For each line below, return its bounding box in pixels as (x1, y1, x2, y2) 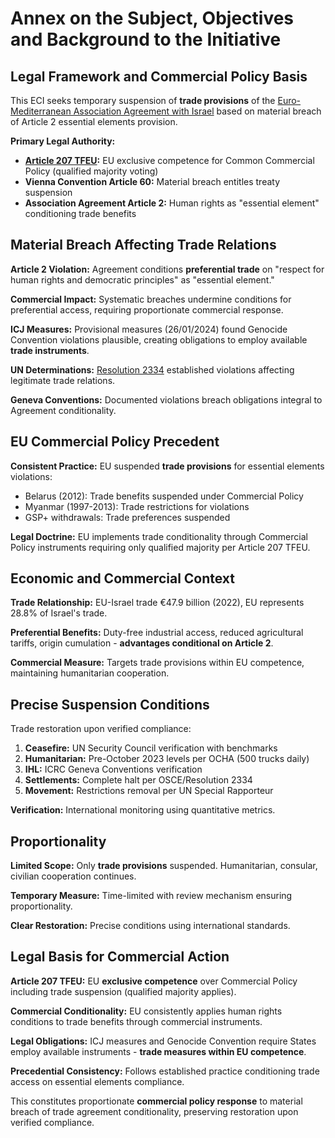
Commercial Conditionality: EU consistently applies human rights (10, 1005, 283, 1017)
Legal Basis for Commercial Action (10, 948, 230, 966)
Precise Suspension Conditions (10, 696, 210, 713)
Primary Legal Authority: (10, 135, 116, 147)
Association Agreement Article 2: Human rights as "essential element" (24, 197, 320, 209)
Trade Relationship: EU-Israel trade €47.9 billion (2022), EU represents (10, 597, 305, 609)
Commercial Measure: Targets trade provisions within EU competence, (10, 657, 305, 669)
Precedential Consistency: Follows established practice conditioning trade (10, 1065, 320, 1077)
